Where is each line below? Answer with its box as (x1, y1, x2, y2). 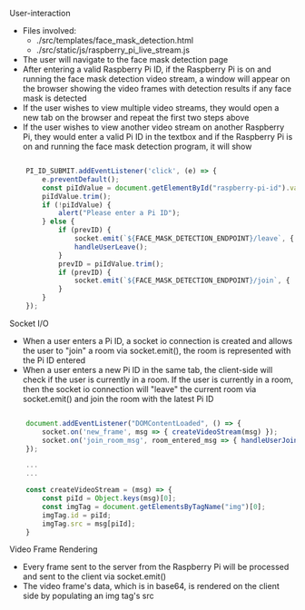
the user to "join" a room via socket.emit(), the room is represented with (22, 345, 291, 356)
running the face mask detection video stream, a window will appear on (22, 74, 290, 84)
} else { (42, 217, 75, 226)
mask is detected (22, 93, 88, 103)
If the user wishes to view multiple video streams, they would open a (22, 103, 280, 113)
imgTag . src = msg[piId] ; (42, 519, 136, 528)
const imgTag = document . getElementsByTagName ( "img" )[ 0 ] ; (42, 502, 266, 511)
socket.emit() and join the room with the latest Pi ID (22, 393, 214, 404)
